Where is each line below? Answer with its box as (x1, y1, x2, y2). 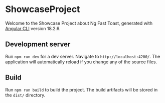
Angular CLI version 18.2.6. (5, 25, 61, 31)
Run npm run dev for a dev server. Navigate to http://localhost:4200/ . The (5, 53, 160, 59)
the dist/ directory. (5, 92, 46, 98)
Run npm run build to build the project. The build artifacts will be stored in (5, 86, 158, 92)
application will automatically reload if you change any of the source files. (5, 59, 157, 65)
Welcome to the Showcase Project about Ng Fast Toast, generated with (5, 20, 153, 26)
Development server (5, 40, 71, 49)
